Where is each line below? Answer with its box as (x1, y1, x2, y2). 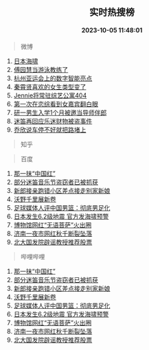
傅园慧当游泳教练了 (13, 65, 69, 73)
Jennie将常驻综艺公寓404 (13, 91, 87, 100)
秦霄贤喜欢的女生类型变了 (13, 82, 87, 91)
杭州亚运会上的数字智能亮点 (13, 74, 93, 82)
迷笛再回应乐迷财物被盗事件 (13, 117, 93, 125)
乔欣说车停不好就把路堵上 (13, 126, 87, 134)
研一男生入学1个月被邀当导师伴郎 (13, 108, 107, 117)
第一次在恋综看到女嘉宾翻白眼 (13, 100, 98, 108)
